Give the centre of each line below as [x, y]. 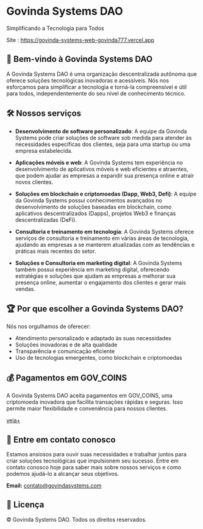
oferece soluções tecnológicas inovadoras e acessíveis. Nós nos [88, 80]
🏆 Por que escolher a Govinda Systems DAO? [95, 309]
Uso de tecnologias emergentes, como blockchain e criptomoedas [98, 358]
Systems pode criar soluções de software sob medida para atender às [103, 137]
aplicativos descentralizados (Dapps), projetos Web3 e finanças [95, 213]
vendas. [25, 289]
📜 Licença [25, 505]
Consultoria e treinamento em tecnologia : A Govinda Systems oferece [105, 232]
